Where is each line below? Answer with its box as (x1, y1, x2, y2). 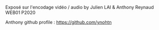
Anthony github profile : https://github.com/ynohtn (5, 19, 112, 25)
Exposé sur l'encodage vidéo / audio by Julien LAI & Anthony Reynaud (5, 4, 154, 10)
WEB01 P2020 (5, 9, 36, 15)
